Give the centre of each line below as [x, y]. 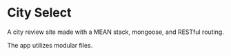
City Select [39, 13]
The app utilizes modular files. [50, 45]
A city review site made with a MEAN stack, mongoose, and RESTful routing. [115, 32]
